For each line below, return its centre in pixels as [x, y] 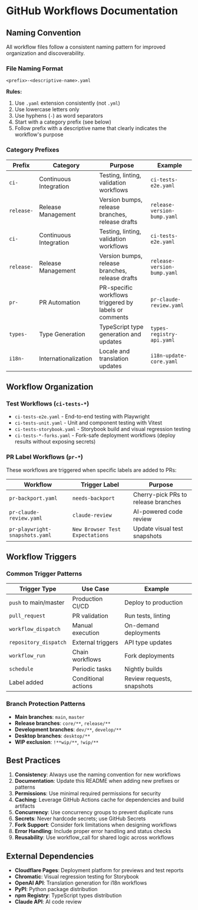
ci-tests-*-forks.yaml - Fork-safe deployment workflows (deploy [95, 435]
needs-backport [94, 498]
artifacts [25, 806]
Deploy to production [154, 603]
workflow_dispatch [35, 629]
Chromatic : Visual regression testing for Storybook [77, 877]
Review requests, [148, 679]
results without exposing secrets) [55, 442]
